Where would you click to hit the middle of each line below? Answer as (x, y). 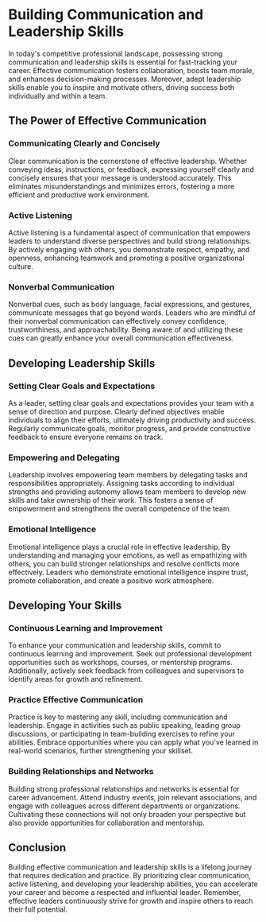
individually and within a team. (58, 95)
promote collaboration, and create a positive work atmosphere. (111, 580)
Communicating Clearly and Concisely (84, 143)
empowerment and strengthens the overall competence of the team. (120, 509)
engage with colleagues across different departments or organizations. (124, 806)
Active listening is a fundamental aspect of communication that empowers (129, 232)
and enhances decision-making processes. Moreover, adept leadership (125, 79)
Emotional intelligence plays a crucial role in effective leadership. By (120, 547)
